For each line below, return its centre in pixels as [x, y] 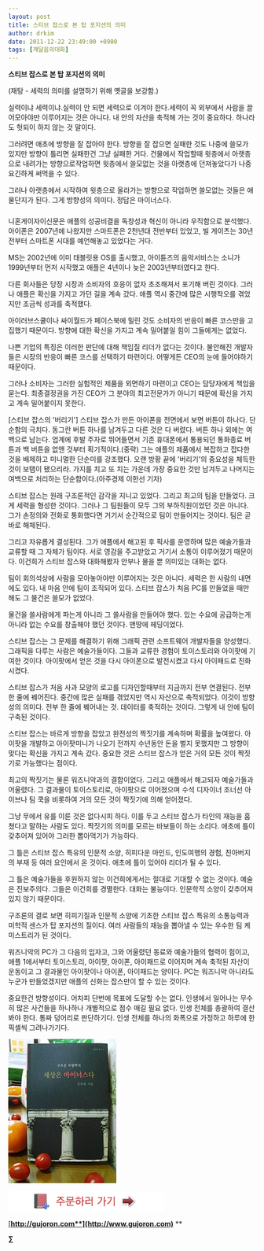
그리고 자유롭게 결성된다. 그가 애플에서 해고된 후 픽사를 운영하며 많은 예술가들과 [130, 542]
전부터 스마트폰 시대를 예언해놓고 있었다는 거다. [81, 241]
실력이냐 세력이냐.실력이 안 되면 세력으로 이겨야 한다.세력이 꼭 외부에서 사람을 [126, 108]
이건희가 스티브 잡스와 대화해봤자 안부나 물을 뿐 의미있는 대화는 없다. [123, 562]
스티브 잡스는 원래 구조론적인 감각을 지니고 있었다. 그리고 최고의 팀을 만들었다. [128, 496]
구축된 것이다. [29, 717]
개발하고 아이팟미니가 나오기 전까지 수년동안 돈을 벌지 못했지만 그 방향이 [139, 744]
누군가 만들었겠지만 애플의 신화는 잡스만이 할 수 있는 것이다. [99, 982]
